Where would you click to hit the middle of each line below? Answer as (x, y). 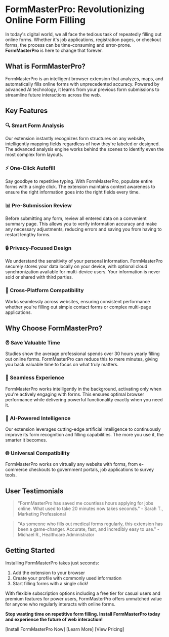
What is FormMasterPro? (46, 66)
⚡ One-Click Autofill (30, 168)
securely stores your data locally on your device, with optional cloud (76, 266)
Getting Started (30, 550)
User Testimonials (34, 491)
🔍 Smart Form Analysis (35, 125)
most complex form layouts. (34, 155)
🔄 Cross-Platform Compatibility (45, 291)
